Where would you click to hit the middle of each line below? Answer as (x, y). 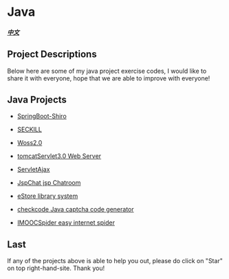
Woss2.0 (30, 143)
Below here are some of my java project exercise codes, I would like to (107, 71)
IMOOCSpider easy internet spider (66, 223)
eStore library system (47, 196)
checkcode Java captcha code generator (75, 210)
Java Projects (37, 99)
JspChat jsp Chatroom (49, 183)
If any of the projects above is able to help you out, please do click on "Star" (115, 261)
